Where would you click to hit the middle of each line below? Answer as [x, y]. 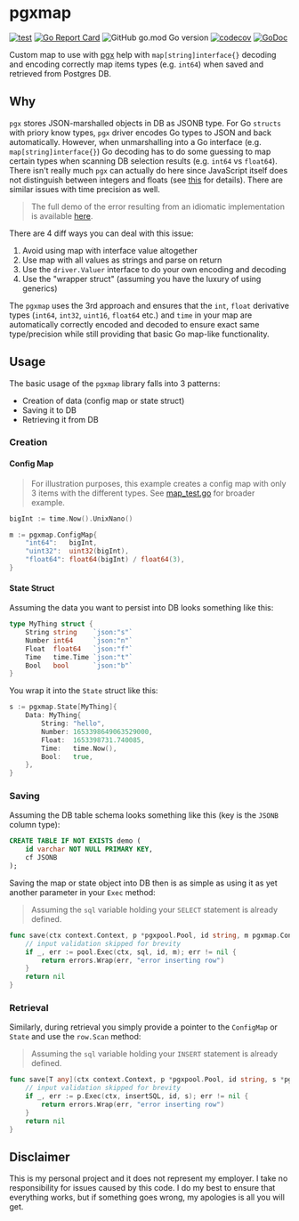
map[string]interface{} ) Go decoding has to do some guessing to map [140, 151]
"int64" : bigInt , [61, 543]
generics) [40, 288]
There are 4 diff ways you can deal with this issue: [101, 233]
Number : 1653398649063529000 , [97, 732]
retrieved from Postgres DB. [61, 73]
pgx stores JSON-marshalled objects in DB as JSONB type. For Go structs [145, 123]
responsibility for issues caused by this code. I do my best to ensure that [142, 1188]
